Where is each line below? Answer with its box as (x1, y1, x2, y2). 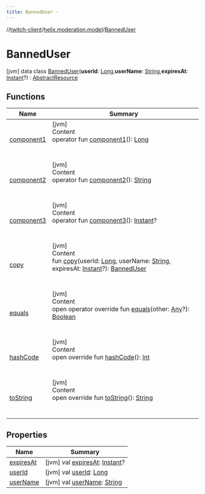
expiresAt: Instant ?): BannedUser (51, 264, 146, 273)
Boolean (51, 312, 76, 321)
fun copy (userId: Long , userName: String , (51, 257, 171, 265)
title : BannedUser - (6, 9, 59, 15)
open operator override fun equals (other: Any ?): (51, 305, 190, 314)
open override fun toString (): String (51, 394, 154, 402)
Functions (6, 91, 46, 101)
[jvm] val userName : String (45, 478, 122, 487)
